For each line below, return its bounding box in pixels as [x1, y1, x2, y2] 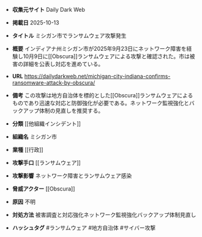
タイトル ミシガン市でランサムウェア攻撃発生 [12, 32, 127, 39]
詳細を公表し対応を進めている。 [23, 61, 104, 67]
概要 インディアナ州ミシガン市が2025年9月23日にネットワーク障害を [12, 45, 187, 52]
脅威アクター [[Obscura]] [12, 185, 75, 192]
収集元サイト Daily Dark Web [12, 6, 86, 13]
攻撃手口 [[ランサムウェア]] [12, 159, 81, 166]
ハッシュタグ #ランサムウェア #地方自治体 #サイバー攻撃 [12, 224, 156, 231]
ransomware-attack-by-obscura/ [12, 79, 95, 86]
